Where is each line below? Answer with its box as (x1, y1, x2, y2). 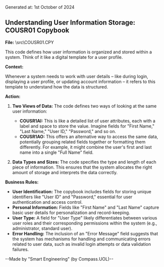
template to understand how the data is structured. (5, 84, 108, 89)
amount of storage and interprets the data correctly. (12, 169, 118, 175)
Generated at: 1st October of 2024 (5, 4, 75, 10)
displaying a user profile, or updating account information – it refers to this (5, 79, 156, 85)
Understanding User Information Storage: (5, 18, 135, 27)
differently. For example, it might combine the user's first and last (19, 144, 152, 150)
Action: (5, 93, 21, 99)
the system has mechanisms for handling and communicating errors (12, 236, 151, 242)
